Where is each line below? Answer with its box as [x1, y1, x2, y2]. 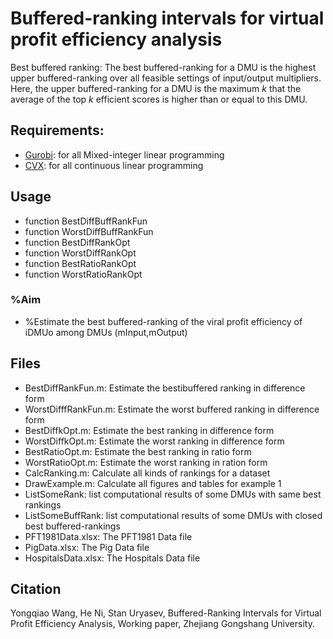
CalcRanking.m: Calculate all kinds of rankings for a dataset [24, 467, 271, 479]
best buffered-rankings [24, 520, 121, 532]
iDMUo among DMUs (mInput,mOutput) [24, 326, 188, 338]
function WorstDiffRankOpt [24, 247, 137, 259]
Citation [10, 581, 62, 598]
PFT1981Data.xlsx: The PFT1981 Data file [24, 530, 193, 542]
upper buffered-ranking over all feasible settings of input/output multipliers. [10, 72, 322, 84]
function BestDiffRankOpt [24, 236, 131, 248]
